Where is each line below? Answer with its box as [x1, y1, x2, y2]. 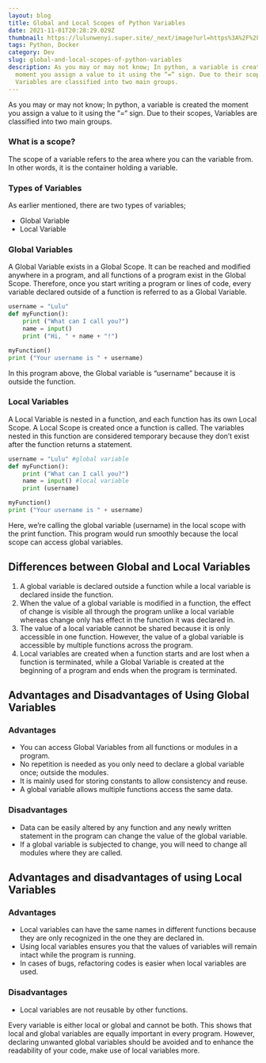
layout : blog [8, 11, 51, 20]
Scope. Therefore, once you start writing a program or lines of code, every [8, 279, 252, 289]
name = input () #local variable [22, 477, 129, 485]
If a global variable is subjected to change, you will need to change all [19, 839, 248, 849]
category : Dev [8, 48, 55, 56]
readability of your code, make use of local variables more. [8, 1046, 200, 1055]
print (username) [22, 484, 80, 492]
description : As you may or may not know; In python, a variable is [8, 63, 239, 71]
